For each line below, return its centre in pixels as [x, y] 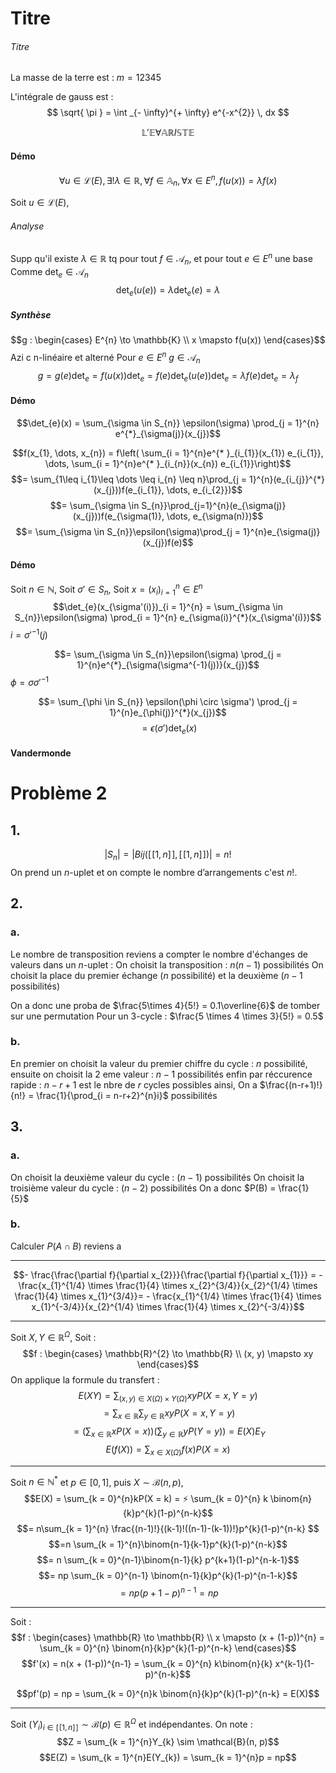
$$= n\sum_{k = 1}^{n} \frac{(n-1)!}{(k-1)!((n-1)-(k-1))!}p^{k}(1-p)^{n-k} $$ [168, 1529]
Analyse [27, 226]
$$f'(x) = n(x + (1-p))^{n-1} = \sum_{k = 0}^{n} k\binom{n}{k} [147, 1663]
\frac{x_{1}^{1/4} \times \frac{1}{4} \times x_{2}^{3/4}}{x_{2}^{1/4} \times [168, 1285]
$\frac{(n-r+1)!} [291, 1084]
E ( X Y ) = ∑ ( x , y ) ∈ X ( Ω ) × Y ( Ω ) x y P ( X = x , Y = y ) [168, 1396]
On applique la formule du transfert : [85, 1379]
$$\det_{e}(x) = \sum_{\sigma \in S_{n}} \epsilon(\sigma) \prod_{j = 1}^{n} [168, 423]
